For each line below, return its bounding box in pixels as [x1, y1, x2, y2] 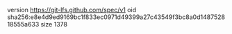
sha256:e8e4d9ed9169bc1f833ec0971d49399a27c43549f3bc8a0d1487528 [7, 13, 226, 21]
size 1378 [40, 20, 68, 28]
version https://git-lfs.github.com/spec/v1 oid [7, 6, 137, 14]
